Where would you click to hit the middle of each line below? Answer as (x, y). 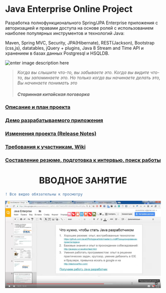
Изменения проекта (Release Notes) (51, 133)
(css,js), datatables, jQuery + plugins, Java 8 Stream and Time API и (75, 48)
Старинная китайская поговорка (53, 94)
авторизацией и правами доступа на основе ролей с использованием (80, 28)
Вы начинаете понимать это (47, 83)
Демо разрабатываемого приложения (54, 120)
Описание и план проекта (38, 107)
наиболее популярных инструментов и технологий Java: (65, 33)
